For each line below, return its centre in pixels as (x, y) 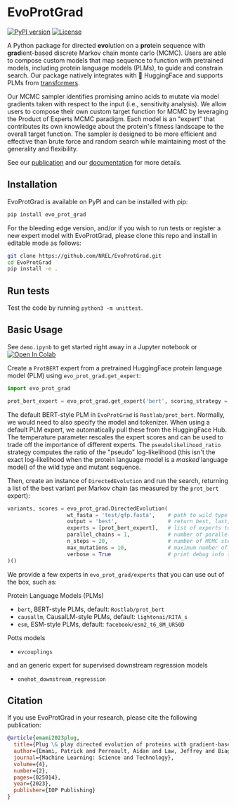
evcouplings (35, 652)
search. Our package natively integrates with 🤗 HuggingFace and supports (115, 75)
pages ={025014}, (37, 777)
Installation (32, 185)
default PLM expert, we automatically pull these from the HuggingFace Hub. (117, 430)
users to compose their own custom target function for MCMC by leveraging (118, 111)
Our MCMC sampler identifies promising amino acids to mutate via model (113, 96)
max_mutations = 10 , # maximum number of (147, 548)
